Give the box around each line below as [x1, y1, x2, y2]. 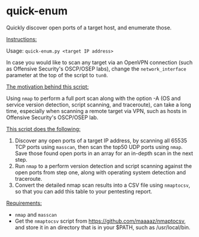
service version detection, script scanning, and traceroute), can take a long [6, 101, 191, 108]
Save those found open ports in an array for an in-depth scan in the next [14, 150, 193, 157]
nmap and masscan [14, 211, 57, 218]
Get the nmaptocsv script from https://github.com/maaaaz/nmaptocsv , [14, 217, 186, 224]
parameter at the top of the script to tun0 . [6, 71, 108, 78]
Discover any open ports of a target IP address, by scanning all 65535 [14, 136, 187, 144]
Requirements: [6, 199, 42, 206]
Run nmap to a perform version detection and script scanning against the [14, 162, 192, 169]
